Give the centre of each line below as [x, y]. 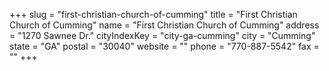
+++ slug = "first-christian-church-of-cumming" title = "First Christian [153, 14]
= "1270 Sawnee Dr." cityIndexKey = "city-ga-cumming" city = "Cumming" [162, 35]
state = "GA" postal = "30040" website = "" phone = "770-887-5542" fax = [164, 46]
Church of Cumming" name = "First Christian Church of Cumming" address [164, 25]
